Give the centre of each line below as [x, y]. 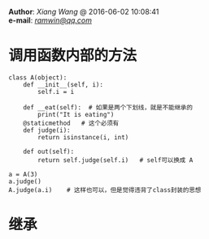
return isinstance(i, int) [83, 137]
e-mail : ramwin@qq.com [50, 20]
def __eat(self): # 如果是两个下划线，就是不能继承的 [108, 107]
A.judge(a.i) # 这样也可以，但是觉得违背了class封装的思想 [105, 190]
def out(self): [49, 152]
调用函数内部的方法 [73, 55]
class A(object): [38, 77]
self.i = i [56, 92]
